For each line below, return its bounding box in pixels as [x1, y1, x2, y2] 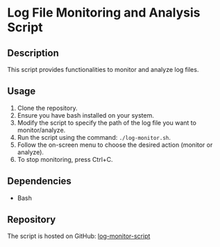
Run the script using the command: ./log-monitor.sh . [17, 133, 171, 141]
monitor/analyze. [17, 126, 66, 134]
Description [7, 47, 59, 59]
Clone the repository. [17, 104, 78, 112]
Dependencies [7, 175, 71, 187]
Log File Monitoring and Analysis [7, 5, 201, 21]
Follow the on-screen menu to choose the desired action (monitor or [17, 140, 213, 149]
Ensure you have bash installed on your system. [17, 111, 154, 119]
